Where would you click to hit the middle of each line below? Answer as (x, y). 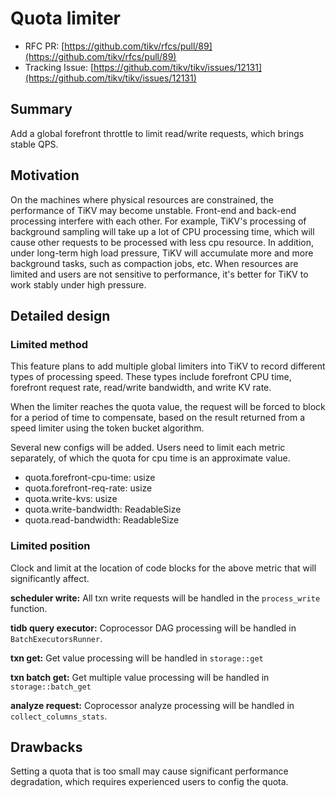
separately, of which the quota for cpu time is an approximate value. (150, 458)
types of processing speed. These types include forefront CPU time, (151, 377)
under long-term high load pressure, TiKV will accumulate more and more (162, 253)
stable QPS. (34, 144)
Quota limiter (66, 18)
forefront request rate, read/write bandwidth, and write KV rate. (141, 388)
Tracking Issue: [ (59, 67)
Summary (41, 109)
